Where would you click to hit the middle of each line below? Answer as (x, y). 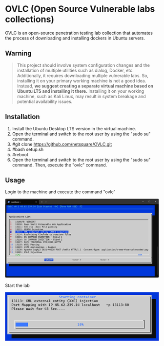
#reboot (20, 154)
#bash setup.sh (28, 149)
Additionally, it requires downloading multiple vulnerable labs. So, (83, 75)
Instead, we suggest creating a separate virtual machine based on (85, 86)
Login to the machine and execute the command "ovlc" (60, 192)
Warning (18, 53)
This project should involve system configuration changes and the (83, 65)
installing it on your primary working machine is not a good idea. (82, 81)
